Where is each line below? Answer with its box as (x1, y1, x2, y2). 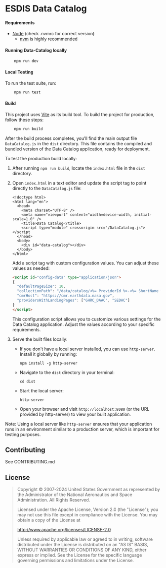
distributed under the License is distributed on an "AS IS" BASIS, (17, 542, 149, 548)
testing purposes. (5, 431, 41, 437)
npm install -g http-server (19, 361, 78, 366)
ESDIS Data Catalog (5, 3, 87, 14)
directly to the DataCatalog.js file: (12, 185, 82, 191)
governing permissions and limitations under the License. (17, 558, 134, 564)
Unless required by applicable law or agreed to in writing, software (17, 536, 153, 542)
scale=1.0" (12, 216, 35, 221)
